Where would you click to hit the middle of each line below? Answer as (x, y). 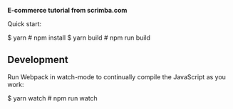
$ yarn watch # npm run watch (52, 98)
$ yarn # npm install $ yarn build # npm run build (79, 38)
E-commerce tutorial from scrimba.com (67, 10)
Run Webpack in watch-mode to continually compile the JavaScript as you (117, 76)
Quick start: (24, 24)
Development (38, 60)
